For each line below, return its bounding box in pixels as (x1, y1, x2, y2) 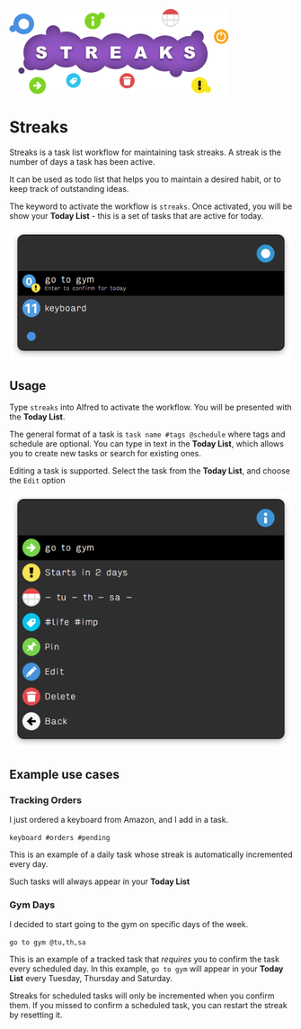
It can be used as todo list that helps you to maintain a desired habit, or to (9, 174, 281, 185)
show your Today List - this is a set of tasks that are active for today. (9, 210, 264, 221)
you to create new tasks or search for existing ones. (9, 448, 202, 459)
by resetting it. (9, 1009, 63, 1021)
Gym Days (9, 898, 56, 911)
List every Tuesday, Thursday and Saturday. (9, 973, 173, 984)
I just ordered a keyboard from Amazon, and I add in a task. (9, 814, 229, 825)
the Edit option (9, 475, 66, 486)
